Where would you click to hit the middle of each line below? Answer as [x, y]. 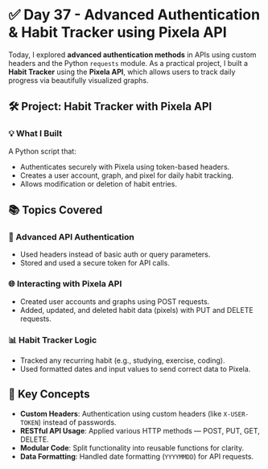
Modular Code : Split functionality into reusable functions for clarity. [132, 447]
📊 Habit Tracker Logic [53, 339]
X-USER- [236, 414]
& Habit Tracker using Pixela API [118, 33]
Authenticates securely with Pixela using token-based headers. [125, 167]
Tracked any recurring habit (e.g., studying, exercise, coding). [122, 360]
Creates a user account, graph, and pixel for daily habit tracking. [127, 175]
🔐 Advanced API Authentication [71, 237]
